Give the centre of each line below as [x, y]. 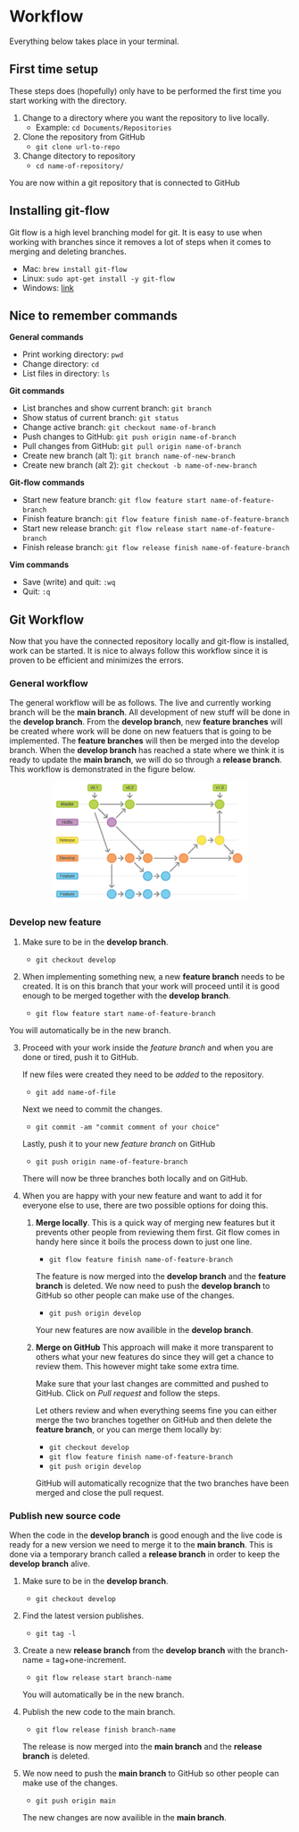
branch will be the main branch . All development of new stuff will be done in [149, 712]
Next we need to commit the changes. [92, 1109]
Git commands [37, 391]
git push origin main [75, 1801]
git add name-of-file [75, 1092]
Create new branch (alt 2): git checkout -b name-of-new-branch [139, 465]
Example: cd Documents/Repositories [104, 127]
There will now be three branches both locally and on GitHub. [135, 1178]
